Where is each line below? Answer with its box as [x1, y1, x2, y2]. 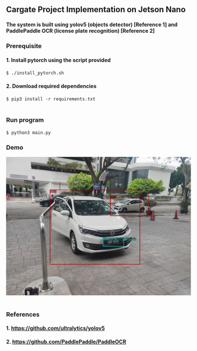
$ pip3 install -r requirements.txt [6, 96, 96, 102]
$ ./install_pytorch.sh [6, 70, 64, 76]
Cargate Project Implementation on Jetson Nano [6, 5, 186, 15]
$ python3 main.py [6, 130, 51, 135]
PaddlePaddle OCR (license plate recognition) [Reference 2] [6, 27, 155, 34]
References [6, 310, 40, 318]
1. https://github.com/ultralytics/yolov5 [6, 325, 105, 332]
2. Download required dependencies [6, 82, 97, 90]
